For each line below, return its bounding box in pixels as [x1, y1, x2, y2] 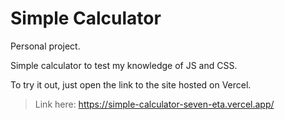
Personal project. [10, 40, 81, 52]
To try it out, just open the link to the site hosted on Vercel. [10, 78, 252, 91]
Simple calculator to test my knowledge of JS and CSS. [10, 59, 238, 71]
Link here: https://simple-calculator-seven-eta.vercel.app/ [34, 98, 275, 110]
